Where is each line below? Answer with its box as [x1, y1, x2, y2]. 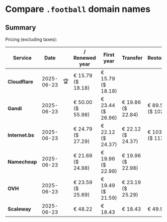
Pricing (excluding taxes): [5, 36, 58, 42]
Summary [5, 23, 36, 32]
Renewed [73, 55, 96, 61]
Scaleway [7, 206, 31, 212]
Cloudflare [7, 78, 33, 85]
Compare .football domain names [5, 3, 151, 15]
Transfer [121, 55, 143, 61]
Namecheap [7, 158, 37, 165]
